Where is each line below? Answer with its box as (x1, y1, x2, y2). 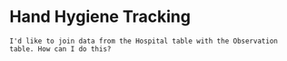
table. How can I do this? (9, 44, 112, 54)
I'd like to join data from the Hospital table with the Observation (9, 36, 279, 46)
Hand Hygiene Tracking (9, 6, 191, 27)
